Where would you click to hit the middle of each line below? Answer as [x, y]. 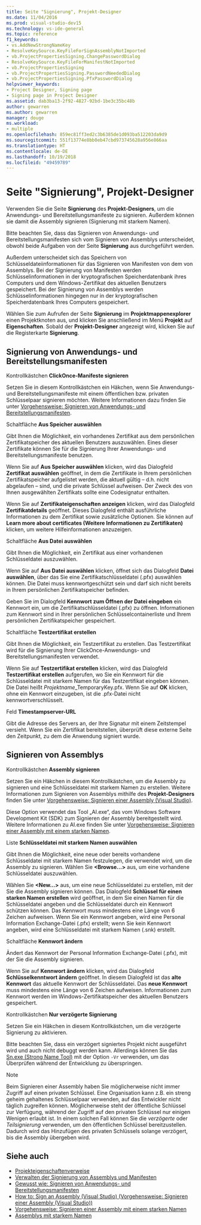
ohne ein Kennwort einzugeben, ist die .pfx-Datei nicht [73, 694]
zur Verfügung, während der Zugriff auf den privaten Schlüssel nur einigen [98, 1112]
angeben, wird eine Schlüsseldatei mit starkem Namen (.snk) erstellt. [91, 929]
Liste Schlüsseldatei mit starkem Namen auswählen [72, 842]
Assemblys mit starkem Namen [53, 1215]
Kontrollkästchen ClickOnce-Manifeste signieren [67, 375]
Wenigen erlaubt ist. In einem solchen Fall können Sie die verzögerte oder [97, 1118]
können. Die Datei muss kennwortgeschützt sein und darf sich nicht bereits [99, 583]
